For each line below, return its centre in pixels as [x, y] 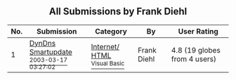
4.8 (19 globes [196, 50]
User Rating [198, 31]
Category [111, 31]
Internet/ [105, 46]
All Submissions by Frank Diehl [118, 12]
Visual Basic [108, 63]
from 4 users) [194, 59]
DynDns [42, 43]
